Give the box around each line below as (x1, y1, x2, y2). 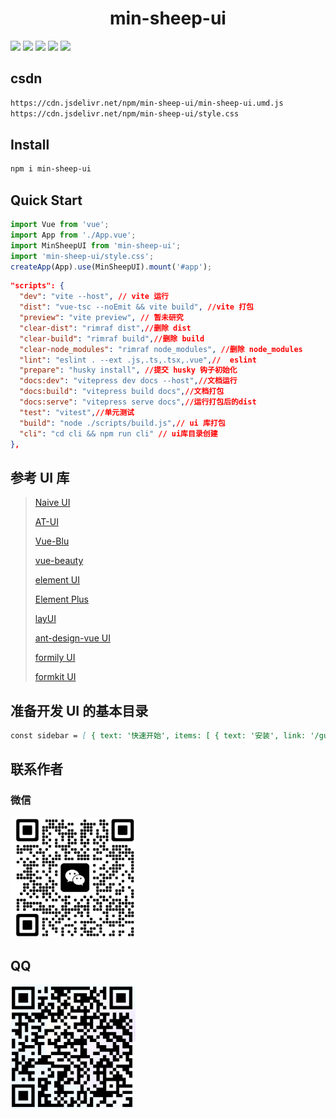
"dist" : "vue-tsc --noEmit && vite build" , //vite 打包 (19, 302, 254, 312)
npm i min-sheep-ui (10, 164, 92, 174)
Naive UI (34, 497, 71, 509)
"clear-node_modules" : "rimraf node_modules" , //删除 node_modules (19, 344, 303, 354)
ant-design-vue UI (34, 632, 111, 644)
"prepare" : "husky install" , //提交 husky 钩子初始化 (19, 365, 238, 376)
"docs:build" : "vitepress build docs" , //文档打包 (19, 387, 225, 397)
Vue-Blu (34, 535, 70, 547)
